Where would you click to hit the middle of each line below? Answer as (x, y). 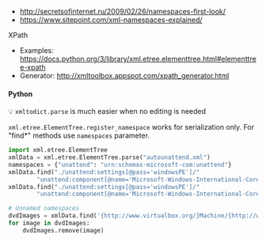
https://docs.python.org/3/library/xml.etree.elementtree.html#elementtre (138, 59)
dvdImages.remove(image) (63, 230)
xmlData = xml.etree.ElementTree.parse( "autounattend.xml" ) (110, 157)
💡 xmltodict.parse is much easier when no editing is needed (107, 112)
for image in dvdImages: (49, 223)
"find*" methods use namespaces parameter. (79, 136)
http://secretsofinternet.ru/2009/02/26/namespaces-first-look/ (123, 11)
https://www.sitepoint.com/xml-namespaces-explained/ (111, 20)
